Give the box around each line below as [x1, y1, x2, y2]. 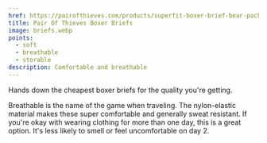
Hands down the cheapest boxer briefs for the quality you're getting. [8, 85, 233, 95]
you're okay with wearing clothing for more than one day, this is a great [8, 117, 242, 127]
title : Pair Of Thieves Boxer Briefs [8, 19, 133, 27]
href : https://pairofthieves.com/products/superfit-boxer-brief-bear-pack [8, 11, 261, 20]
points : [8, 33, 34, 42]
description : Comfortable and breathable [8, 64, 148, 71]
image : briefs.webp [8, 26, 73, 34]
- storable [15, 56, 52, 64]
